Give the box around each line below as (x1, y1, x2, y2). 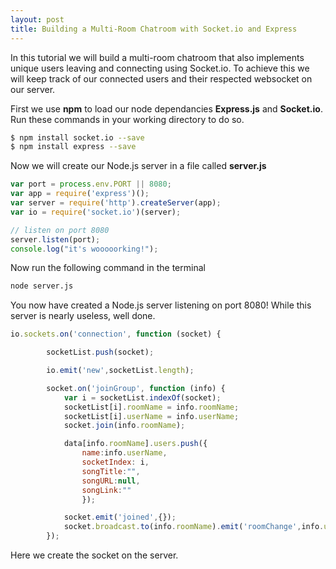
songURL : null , (81, 476, 141, 486)
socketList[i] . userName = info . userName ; (63, 411, 240, 421)
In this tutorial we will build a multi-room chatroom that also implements (10, 51, 305, 63)
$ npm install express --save (10, 142, 137, 152)
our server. (10, 83, 56, 95)
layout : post (10, 14, 65, 25)
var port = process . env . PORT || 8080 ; (10, 179, 172, 190)
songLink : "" (81, 485, 132, 495)
